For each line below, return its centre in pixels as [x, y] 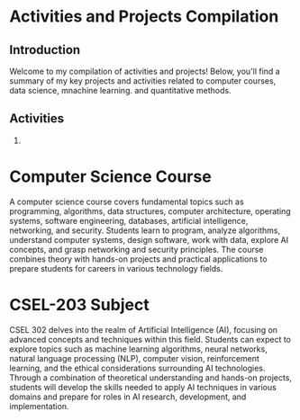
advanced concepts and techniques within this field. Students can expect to [150, 339]
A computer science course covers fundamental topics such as [127, 201]
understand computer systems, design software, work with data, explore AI [149, 239]
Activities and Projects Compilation [144, 17]
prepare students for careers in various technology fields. [116, 268]
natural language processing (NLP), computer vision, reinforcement [134, 358]
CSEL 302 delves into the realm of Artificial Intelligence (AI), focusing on [143, 329]
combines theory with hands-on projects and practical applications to [138, 259]
